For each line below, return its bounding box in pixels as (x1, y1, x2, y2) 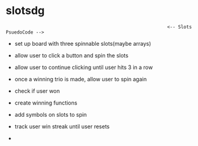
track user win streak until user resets (14, 123, 110, 130)
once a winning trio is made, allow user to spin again (14, 75, 147, 82)
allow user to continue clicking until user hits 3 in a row (14, 64, 153, 71)
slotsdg (5, 4, 45, 18)
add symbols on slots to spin (14, 111, 87, 118)
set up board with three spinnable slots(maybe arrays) (14, 40, 152, 47)
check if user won (14, 87, 61, 95)
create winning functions (14, 99, 78, 106)
